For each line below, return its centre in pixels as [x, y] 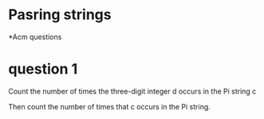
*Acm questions [35, 37]
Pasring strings [60, 15]
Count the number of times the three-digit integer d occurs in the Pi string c [132, 91]
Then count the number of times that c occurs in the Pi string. [110, 106]
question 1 [43, 69]
